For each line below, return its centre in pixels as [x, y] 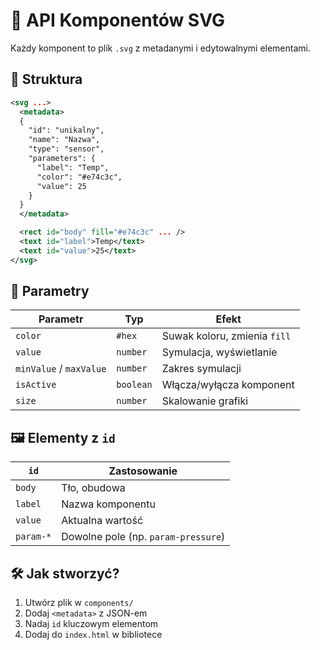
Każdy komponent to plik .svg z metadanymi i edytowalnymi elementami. [160, 48]
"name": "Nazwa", [64, 140]
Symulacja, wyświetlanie [219, 352]
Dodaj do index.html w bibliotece [93, 635]
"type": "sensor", [66, 149]
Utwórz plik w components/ [79, 603]
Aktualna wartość [102, 521]
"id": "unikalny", [66, 130]
